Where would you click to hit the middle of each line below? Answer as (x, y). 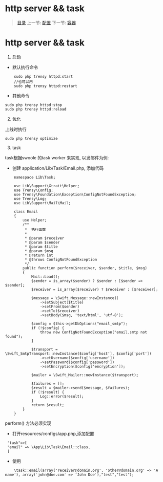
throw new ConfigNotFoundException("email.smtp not (93, 332)
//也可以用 (23, 82)
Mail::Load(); (45, 277)
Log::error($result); (62, 396)
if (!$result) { (48, 392)
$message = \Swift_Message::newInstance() (75, 298)
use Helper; (35, 220)
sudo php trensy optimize (31, 138)
